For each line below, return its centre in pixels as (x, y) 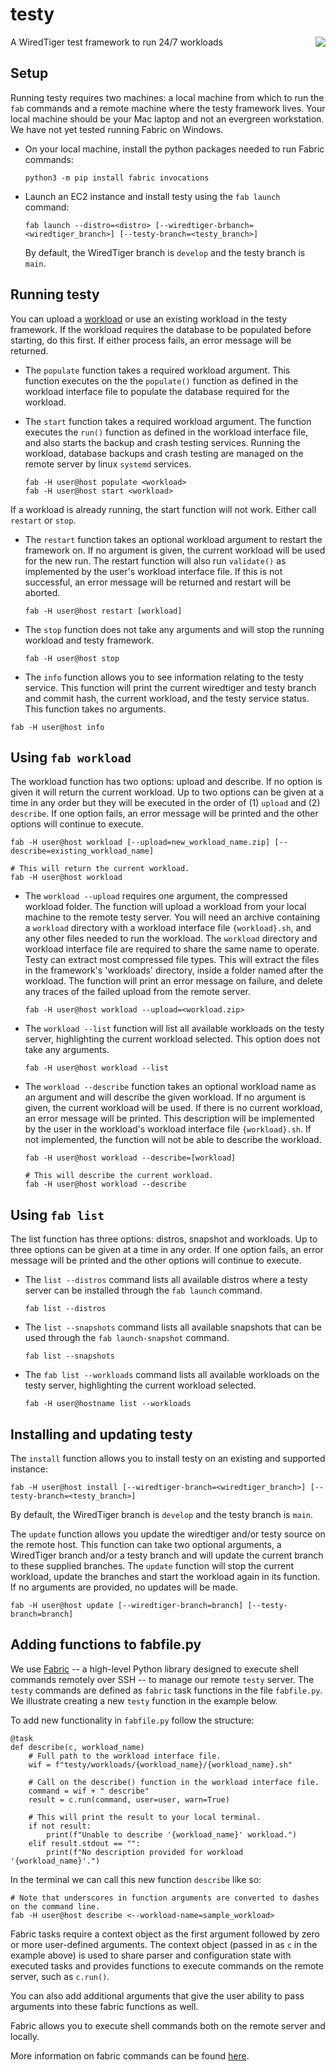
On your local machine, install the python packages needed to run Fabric (174, 149)
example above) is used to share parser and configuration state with (151, 1955)
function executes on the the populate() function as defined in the (161, 380)
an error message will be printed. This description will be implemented (169, 1119)
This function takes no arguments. (95, 709)
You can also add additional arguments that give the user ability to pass (157, 1995)
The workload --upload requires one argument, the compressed (156, 896)
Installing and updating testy (101, 1434)
